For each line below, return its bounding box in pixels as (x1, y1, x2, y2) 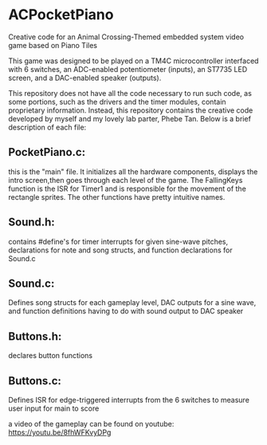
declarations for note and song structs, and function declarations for (8, 245, 233, 255)
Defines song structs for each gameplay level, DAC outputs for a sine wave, (8, 298, 257, 308)
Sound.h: (8, 216, 56, 229)
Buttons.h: (8, 329, 62, 343)
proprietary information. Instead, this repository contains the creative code (8, 105, 253, 115)
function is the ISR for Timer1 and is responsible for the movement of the (8, 184, 247, 193)
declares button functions (8, 351, 93, 360)
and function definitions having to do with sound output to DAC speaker (8, 306, 244, 316)
